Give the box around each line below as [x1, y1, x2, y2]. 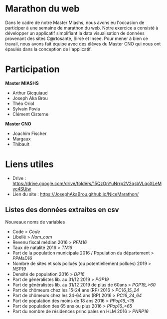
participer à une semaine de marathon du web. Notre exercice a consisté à [5, 24, 159, 30]
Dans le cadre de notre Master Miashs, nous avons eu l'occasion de [5, 19, 145, 25]
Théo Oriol [12, 100, 34, 106]
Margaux [12, 135, 31, 141]
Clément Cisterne [12, 111, 49, 117]
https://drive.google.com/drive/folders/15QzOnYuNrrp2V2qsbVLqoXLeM [12, 180, 162, 186]
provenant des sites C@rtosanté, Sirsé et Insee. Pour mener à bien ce [5, 35, 148, 41]
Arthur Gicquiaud [12, 89, 48, 95]
